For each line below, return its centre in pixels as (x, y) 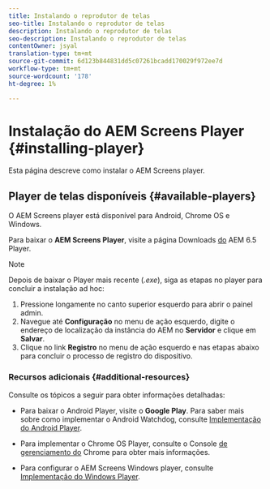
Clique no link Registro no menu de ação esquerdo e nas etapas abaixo (139, 347)
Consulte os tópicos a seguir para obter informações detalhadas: (117, 395)
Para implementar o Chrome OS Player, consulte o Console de (124, 444)
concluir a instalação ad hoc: (56, 289)
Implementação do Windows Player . (80, 476)
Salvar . (32, 339)
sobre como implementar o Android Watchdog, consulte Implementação (141, 419)
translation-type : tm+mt (50, 54)
